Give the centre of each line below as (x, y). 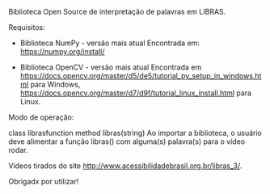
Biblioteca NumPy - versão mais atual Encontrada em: (110, 43)
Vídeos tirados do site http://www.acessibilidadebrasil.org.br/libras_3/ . (125, 166)
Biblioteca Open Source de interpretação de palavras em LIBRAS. (117, 12)
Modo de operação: (41, 117)
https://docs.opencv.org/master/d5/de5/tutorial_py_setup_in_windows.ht (141, 76)
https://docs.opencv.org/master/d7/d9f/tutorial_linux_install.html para (136, 93)
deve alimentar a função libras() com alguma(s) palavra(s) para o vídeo (127, 141)
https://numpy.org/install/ (62, 51)
